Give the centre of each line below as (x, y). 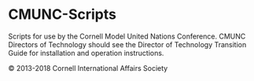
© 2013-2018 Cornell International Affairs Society (88, 68)
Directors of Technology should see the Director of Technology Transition (127, 44)
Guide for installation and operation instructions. (86, 53)
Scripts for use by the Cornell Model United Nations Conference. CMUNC (127, 36)
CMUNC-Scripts (62, 15)
